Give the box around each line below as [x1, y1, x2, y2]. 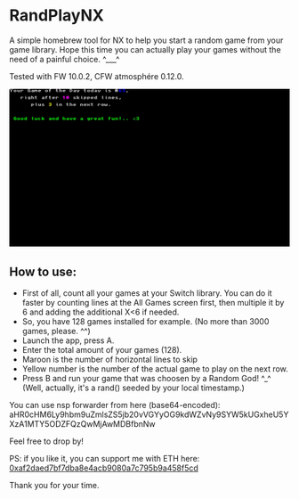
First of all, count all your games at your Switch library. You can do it [21, 288, 273, 299]
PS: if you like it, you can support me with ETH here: [9, 454, 200, 464]
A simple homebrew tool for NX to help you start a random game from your [9, 35, 284, 45]
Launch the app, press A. [21, 335, 115, 346]
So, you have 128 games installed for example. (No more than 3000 [21, 316, 270, 327]
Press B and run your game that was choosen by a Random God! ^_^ [21, 373, 271, 384]
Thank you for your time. [9, 480, 100, 491]
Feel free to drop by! [9, 436, 85, 446]
